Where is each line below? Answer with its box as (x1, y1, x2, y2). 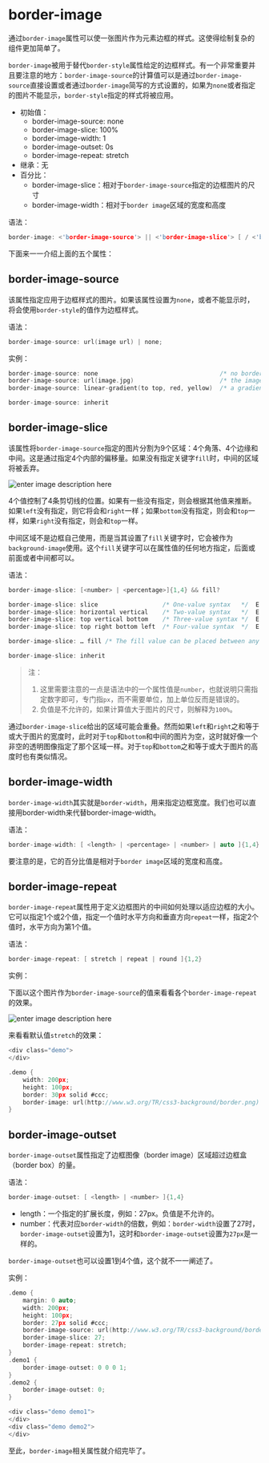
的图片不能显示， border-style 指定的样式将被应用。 (8, 90, 178, 99)
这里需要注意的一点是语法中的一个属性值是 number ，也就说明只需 (39, 684, 251, 694)
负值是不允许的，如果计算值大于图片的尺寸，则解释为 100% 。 (39, 704, 238, 714)
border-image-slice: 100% (31, 124, 118, 134)
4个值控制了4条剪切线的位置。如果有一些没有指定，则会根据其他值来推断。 (8, 496, 256, 505)
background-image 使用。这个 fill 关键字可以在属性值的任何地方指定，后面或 (8, 543, 256, 553)
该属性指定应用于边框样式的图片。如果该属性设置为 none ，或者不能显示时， (8, 294, 255, 304)
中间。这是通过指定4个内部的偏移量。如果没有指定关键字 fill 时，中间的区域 (8, 453, 259, 463)
